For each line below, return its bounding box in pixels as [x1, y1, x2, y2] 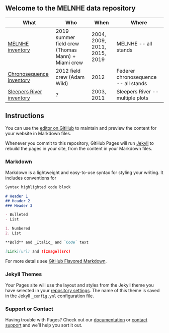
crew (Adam [55, 73, 84, 80]
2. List [5, 231, 22, 236]
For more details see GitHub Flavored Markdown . [5, 258, 107, 264]
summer [55, 34, 75, 41]
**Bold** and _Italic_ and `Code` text [5, 240, 89, 245]
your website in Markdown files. [5, 130, 71, 136]
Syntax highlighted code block [5, 184, 71, 190]
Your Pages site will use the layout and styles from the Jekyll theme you [5, 282, 154, 288]
